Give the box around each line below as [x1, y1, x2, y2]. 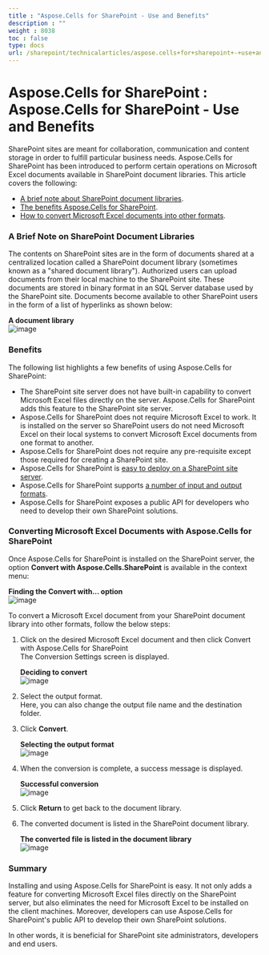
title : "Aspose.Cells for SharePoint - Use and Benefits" [8, 11, 210, 20]
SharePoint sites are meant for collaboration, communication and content [8, 144, 250, 153]
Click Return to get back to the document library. [19, 803, 182, 812]
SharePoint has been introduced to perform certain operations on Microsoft [8, 161, 258, 171]
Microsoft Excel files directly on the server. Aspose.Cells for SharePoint [19, 395, 255, 405]
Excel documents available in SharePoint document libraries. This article [8, 169, 247, 179]
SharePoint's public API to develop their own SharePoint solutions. [8, 915, 227, 925]
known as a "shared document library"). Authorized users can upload [8, 266, 238, 276]
